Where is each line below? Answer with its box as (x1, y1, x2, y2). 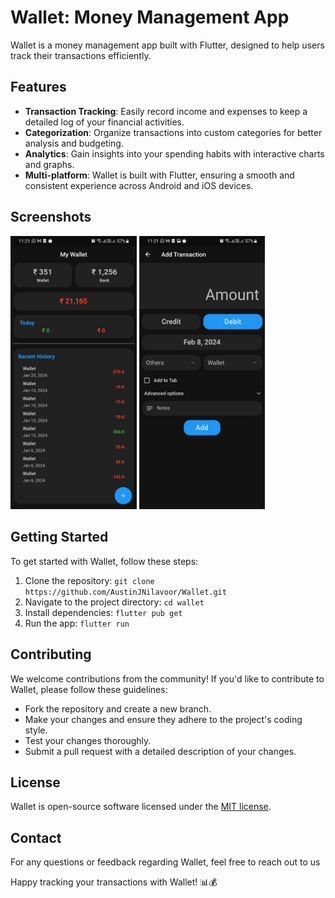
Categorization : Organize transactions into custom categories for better (24, 126, 323, 138)
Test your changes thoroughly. (24, 734, 152, 746)
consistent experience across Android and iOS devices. (24, 179, 254, 191)
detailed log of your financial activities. (24, 116, 185, 128)
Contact (10, 829, 62, 846)
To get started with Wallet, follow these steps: (10, 555, 199, 567)
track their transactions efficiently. (10, 49, 152, 61)
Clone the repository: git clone (24, 574, 155, 586)
